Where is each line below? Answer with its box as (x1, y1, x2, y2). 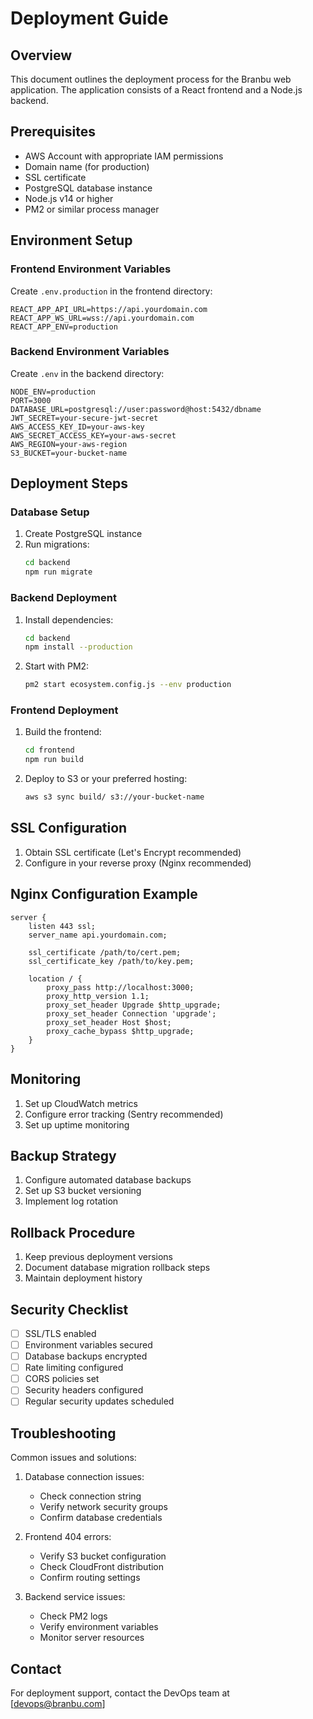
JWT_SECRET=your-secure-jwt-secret (10, 413, 159, 423)
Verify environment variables (39, 1621, 159, 1633)
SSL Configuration (10, 820, 128, 837)
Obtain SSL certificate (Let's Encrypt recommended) (24, 846, 242, 858)
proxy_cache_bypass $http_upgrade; (46, 1026, 195, 1036)
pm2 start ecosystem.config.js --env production (24, 680, 232, 690)
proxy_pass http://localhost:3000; (46, 982, 195, 992)
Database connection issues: (24, 1471, 145, 1483)
